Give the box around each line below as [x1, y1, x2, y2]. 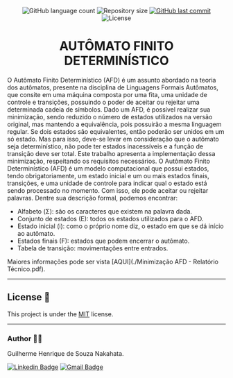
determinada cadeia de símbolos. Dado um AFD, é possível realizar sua [7, 105, 211, 114]
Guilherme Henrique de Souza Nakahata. [7, 350, 124, 358]
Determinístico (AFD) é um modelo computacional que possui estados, [7, 164, 209, 173]
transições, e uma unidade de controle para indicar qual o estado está [7, 179, 207, 187]
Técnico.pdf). [7, 264, 46, 273]
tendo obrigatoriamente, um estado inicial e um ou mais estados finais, [7, 171, 209, 180]
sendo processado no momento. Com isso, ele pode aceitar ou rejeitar [7, 186, 209, 194]
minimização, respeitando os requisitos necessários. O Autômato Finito [7, 157, 210, 165]
